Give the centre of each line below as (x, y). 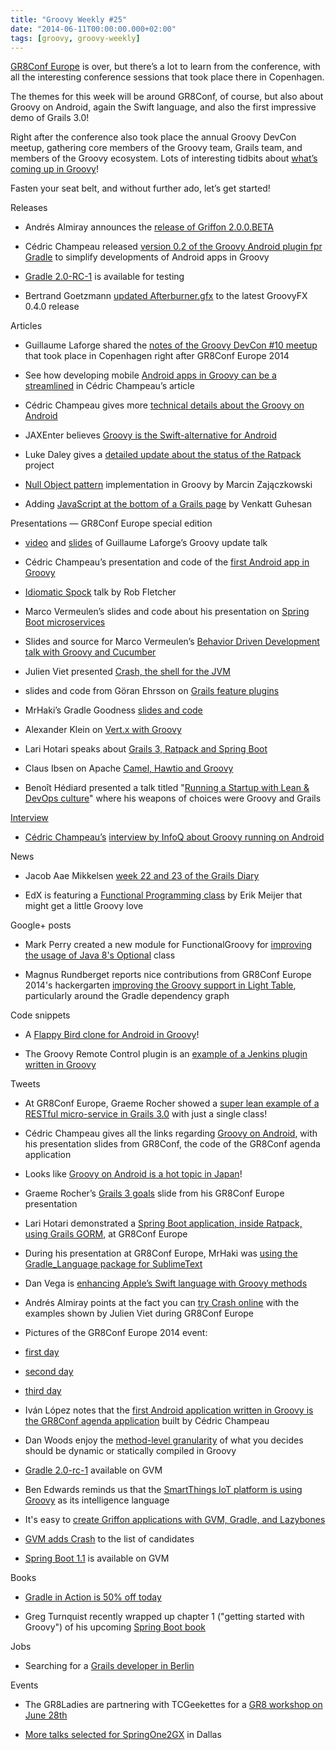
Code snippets (40, 1015)
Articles (26, 326)
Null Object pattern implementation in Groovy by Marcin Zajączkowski (168, 485)
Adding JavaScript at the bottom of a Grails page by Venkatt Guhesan (168, 504)
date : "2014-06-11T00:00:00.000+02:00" (93, 29)
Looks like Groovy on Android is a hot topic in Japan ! (133, 1174)
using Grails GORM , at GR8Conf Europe (106, 1234)
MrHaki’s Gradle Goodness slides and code (113, 710)
